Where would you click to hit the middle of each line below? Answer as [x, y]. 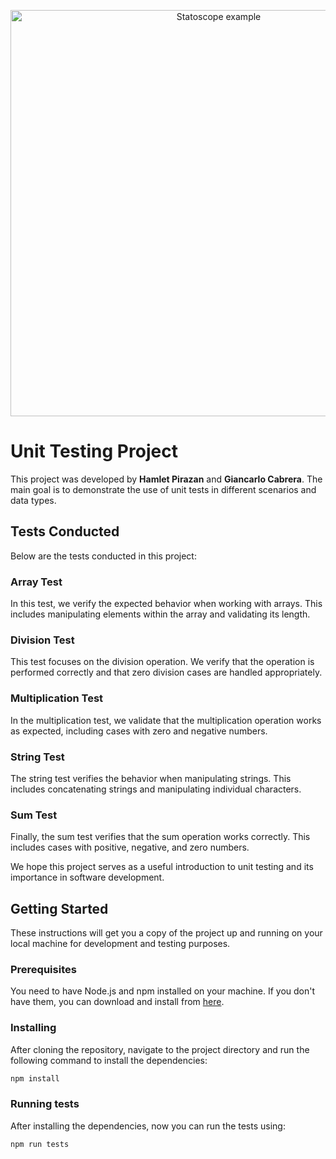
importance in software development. [87, 877]
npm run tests [40, 1144]
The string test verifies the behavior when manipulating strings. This [151, 778]
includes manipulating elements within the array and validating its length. [160, 614]
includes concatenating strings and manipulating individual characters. [156, 789]
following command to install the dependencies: [109, 1060]
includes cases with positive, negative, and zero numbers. [130, 847]
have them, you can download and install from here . [117, 1002]
